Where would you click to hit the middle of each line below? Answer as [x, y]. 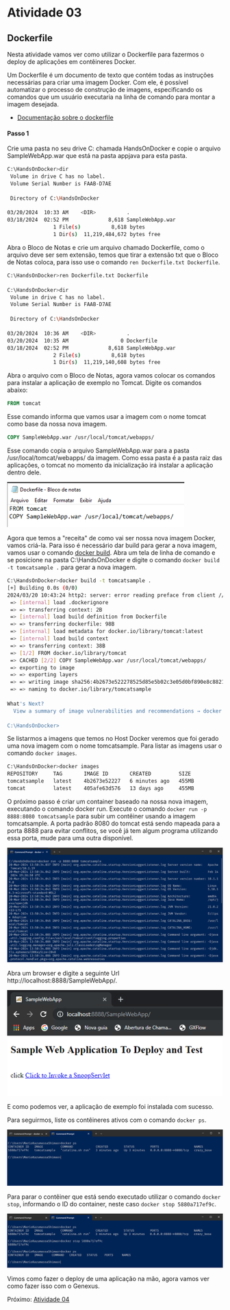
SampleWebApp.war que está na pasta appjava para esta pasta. [97, 156]
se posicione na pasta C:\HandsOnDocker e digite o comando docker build [114, 560]
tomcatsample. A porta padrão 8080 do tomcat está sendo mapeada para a [114, 823]
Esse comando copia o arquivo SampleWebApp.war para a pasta [98, 450]
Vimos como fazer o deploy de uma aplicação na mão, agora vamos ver [108, 1279]
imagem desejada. [33, 104]
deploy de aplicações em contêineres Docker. [72, 62]
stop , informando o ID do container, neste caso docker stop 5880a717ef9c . [112, 1204]
